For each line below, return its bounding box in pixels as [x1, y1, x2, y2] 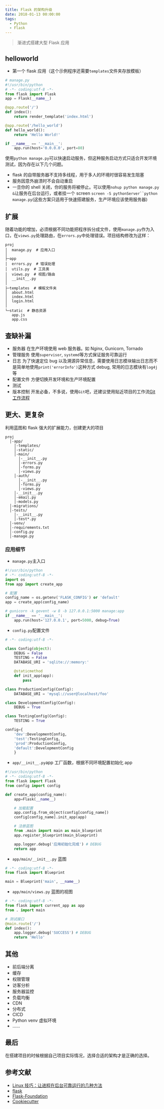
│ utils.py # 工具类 [5, 267, 50, 272]
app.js [11, 312, 26, 318]
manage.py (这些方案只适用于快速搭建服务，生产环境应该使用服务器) [12, 197, 148, 203]
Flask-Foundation [12, 1093, 48, 1099]
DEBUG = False [14, 651, 43, 656]
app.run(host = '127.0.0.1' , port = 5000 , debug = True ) [14, 618, 120, 623]
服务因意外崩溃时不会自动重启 [12, 178, 73, 184]
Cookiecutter [12, 1098, 39, 1104]
